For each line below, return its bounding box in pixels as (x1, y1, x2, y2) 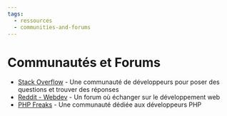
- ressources (14, 17, 53, 24)
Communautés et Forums (7, 54, 161, 70)
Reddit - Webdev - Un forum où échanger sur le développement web (17, 93, 221, 102)
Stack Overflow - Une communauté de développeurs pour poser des (17, 78, 220, 86)
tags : (7, 10, 24, 18)
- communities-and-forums (14, 23, 91, 31)
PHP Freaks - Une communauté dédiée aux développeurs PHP (17, 100, 202, 109)
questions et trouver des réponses (17, 85, 119, 94)
